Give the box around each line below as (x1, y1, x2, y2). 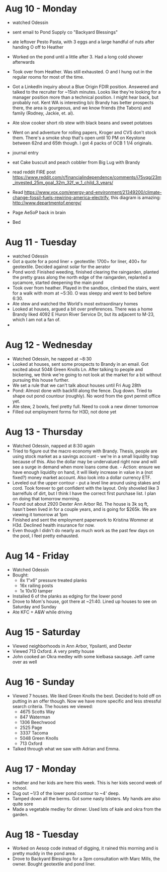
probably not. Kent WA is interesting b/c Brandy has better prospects (12, 99, 154, 105)
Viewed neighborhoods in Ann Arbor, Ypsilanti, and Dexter (12, 643, 132, 649)
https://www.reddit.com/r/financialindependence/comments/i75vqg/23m (12, 174, 162, 180)
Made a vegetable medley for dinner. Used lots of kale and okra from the (12, 806, 162, 812)
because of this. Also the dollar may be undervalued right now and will (12, 458, 157, 464)
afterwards (12, 59, 35, 65)
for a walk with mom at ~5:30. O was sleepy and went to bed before (12, 290, 152, 296)
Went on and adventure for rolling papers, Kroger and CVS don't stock (12, 129, 157, 135)
